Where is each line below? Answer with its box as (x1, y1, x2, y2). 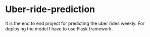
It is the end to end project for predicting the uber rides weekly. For (5, 20, 145, 26)
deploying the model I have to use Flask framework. (5, 25, 113, 31)
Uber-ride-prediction (5, 4, 95, 15)
